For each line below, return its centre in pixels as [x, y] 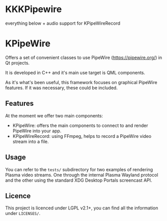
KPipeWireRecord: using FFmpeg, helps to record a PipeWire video [82, 136]
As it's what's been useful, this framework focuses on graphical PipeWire [81, 82]
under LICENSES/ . [23, 213]
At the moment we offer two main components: [54, 116]
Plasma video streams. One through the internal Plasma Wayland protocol [82, 175]
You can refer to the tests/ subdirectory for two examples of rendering [79, 169]
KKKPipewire [34, 9]
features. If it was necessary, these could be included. [62, 88]
